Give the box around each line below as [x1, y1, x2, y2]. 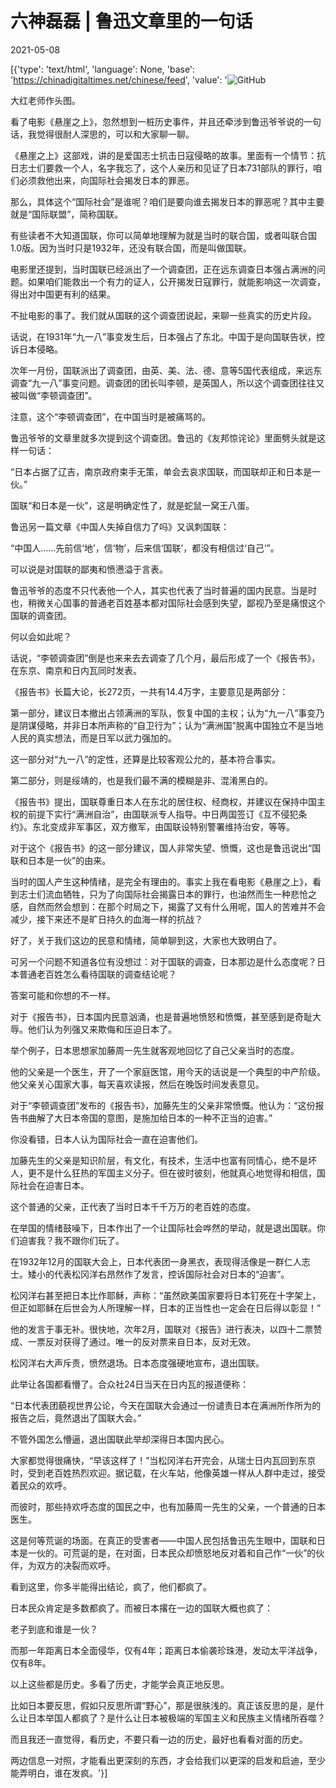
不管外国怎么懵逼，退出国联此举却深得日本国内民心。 [10, 1433, 230, 1445]
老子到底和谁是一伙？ [10, 1623, 98, 1635]
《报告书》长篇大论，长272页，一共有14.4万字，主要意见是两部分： [10, 685, 289, 697]
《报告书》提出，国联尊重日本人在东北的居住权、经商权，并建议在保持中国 [10, 795, 317, 807]
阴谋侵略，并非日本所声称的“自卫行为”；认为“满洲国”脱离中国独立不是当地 [18, 719, 324, 731]
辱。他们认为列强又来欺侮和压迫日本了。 [10, 1023, 177, 1035]
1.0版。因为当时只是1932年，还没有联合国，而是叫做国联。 [10, 242, 252, 254]
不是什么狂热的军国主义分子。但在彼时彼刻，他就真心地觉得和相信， [36, 1167, 317, 1179]
